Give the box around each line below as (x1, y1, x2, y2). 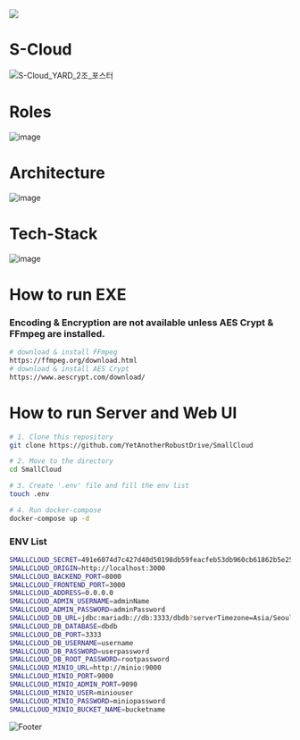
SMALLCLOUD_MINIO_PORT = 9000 (9, 672, 114, 681)
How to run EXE (9, 284, 127, 305)
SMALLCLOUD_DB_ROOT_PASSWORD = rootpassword (9, 655, 170, 664)
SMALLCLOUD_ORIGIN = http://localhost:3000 (9, 563, 166, 573)
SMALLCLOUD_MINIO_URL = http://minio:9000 (9, 663, 162, 673)
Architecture (9, 163, 105, 183)
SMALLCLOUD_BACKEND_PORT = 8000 (9, 572, 122, 581)
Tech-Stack (9, 223, 98, 244)
